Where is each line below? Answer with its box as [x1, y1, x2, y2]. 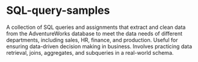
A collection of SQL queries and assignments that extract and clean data [6, 23, 186, 31]
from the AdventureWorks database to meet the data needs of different [6, 29, 182, 37]
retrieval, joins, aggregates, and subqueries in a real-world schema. [6, 49, 174, 56]
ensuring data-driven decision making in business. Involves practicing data [6, 43, 193, 50]
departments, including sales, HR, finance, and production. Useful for [6, 36, 178, 43]
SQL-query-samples [6, 4, 110, 17]
